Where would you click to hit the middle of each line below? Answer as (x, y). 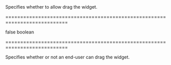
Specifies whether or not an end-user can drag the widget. (68, 57)
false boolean (20, 32)
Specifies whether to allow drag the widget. (51, 7)
